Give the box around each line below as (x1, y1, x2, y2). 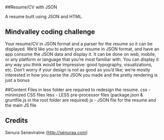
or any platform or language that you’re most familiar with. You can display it (5, 56, 159, 62)
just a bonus (5, 77, 30, 83)
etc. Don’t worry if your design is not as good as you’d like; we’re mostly (5, 67, 150, 72)
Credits (5, 117, 28, 125)
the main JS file (5, 102, 37, 108)
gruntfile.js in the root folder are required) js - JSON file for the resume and (5, 97, 156, 103)
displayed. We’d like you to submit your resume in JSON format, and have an (5, 46, 160, 52)
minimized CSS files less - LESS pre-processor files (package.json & (5, 92, 143, 97)
